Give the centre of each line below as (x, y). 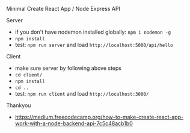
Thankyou (19, 105)
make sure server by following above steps (68, 68)
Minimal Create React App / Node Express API (63, 9)
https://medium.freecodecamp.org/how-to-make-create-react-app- (99, 117)
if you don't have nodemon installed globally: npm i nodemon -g (93, 32)
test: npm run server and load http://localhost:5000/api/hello (94, 45)
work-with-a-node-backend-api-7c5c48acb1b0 (74, 123)
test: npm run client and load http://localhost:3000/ (82, 94)
